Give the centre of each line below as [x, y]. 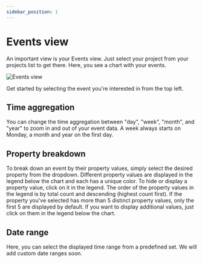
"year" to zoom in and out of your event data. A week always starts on [94, 128]
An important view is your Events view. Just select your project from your [97, 59]
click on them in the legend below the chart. [61, 213]
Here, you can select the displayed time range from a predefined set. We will [102, 247]
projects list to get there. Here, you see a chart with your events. [86, 65]
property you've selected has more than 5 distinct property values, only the [100, 201]
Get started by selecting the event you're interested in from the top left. [95, 88]
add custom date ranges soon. [44, 253]
